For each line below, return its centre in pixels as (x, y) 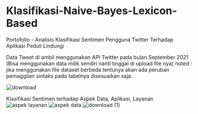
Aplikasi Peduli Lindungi (35, 46)
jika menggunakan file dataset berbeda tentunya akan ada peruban (88, 69)
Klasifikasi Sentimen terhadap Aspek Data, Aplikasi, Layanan (80, 99)
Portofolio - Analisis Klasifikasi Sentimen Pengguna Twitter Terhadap (90, 39)
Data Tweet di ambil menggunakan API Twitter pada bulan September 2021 (98, 57)
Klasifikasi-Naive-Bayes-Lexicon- (92, 11)
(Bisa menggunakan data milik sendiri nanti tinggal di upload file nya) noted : (99, 63)
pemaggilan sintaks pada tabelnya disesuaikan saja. (69, 76)
